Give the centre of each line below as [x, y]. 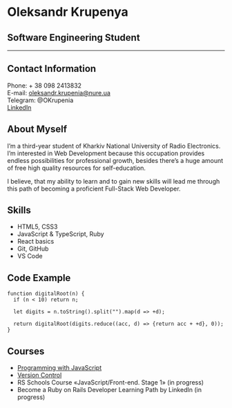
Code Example [39, 278]
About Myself [37, 129]
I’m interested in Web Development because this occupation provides [106, 153]
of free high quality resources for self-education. [77, 168]
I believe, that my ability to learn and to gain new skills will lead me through [114, 181]
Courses [26, 351]
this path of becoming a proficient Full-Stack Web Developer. [94, 188]
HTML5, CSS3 [37, 227]
